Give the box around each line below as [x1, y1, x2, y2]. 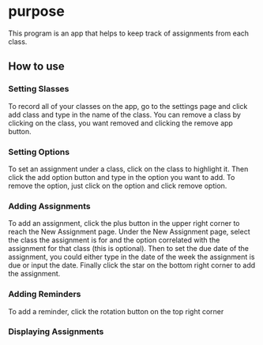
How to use [8, 60, 65, 73]
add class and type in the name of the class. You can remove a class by [8, 110, 241, 119]
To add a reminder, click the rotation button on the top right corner [8, 306, 224, 316]
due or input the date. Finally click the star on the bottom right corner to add [8, 261, 256, 270]
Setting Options [8, 146, 70, 157]
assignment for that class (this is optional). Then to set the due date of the [8, 244, 249, 253]
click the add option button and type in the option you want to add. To [8, 172, 235, 182]
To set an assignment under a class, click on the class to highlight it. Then [8, 164, 249, 174]
